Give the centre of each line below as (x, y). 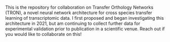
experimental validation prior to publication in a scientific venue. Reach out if (85, 29)
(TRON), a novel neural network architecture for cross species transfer (79, 13)
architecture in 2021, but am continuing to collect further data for (73, 23)
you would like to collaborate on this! (44, 34)
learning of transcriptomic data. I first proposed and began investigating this (85, 18)
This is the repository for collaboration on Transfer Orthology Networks (79, 7)
